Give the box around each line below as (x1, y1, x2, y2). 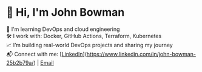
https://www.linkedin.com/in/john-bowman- (86, 50, 196, 57)
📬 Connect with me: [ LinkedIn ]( (6, 50, 87, 57)
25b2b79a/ (6, 59, 34, 66)
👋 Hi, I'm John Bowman (6, 5, 125, 19)
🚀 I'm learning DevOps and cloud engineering (6, 25, 120, 33)
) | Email (33, 59, 54, 66)
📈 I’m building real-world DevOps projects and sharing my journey (6, 41, 173, 48)
